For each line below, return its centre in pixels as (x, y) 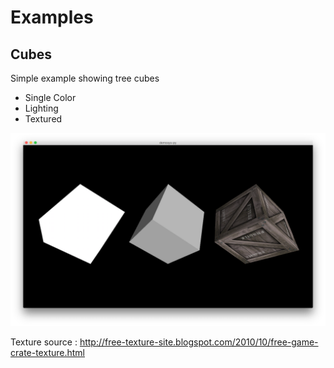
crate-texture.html (47, 353)
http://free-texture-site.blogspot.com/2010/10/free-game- (199, 342)
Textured (43, 119)
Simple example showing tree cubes (85, 78)
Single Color (50, 97)
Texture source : (44, 342)
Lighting (41, 108)
